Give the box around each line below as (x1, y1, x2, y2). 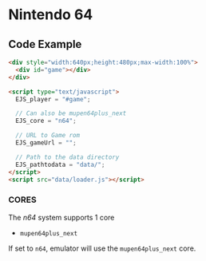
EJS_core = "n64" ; (15, 117, 77, 125)
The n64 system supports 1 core (8, 212, 115, 222)
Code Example (8, 38, 82, 51)
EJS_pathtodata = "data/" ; (15, 160, 105, 168)
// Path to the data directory (15, 153, 120, 161)
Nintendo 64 (8, 6, 93, 24)
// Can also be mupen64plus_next (15, 109, 127, 117)
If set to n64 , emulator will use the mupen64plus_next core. (8, 243, 196, 253)
